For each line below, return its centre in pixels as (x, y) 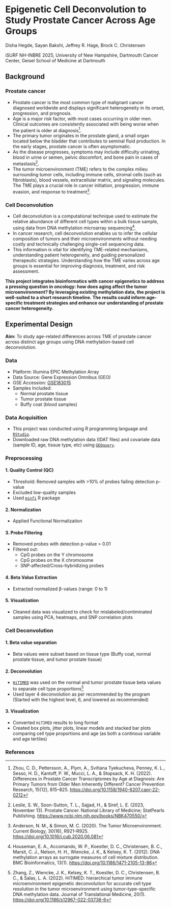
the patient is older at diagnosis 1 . (47, 130)
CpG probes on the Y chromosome (57, 555)
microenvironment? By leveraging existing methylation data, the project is (85, 292)
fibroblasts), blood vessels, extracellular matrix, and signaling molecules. (89, 180)
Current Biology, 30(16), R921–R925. (51, 831)
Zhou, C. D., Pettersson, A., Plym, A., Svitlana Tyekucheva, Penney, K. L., (89, 768)
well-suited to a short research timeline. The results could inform (76, 297)
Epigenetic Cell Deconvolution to (76, 9)
